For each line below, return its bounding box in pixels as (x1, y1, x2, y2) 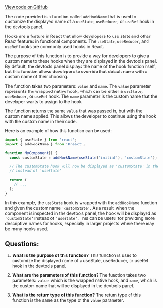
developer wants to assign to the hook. (5, 99, 83, 104)
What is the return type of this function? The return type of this (12, 292, 141, 298)
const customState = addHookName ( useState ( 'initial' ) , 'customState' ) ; (9, 155, 158, 160)
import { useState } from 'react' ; (5, 137, 77, 142)
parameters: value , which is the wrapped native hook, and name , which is (12, 277, 157, 284)
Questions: (5, 240, 39, 248)
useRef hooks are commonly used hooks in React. (5, 44, 104, 49)
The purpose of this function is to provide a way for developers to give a (5, 53, 149, 59)
